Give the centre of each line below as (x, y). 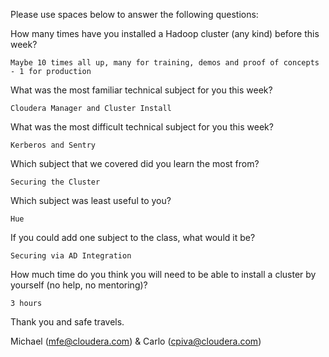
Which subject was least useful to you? (91, 200)
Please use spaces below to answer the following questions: (134, 14)
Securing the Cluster (55, 182)
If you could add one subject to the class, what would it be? (133, 237)
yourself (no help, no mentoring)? (79, 285)
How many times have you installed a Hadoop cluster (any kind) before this (165, 33)
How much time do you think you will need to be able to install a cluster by (163, 274)
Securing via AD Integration (71, 256)
